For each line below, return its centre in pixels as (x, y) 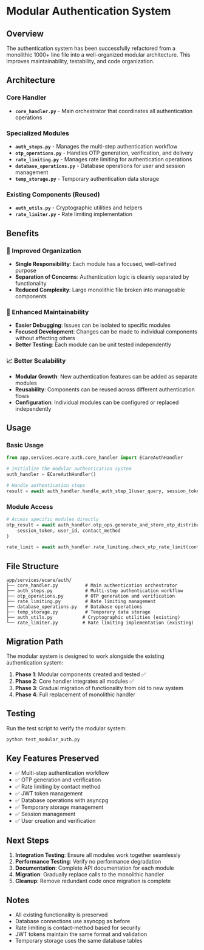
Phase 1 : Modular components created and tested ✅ (80, 674)
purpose (25, 270)
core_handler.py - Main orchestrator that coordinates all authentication (104, 111)
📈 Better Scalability (36, 361)
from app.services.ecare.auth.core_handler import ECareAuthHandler (95, 458)
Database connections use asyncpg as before (73, 921)
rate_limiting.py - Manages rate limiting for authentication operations (104, 159)
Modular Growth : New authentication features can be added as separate (106, 376)
